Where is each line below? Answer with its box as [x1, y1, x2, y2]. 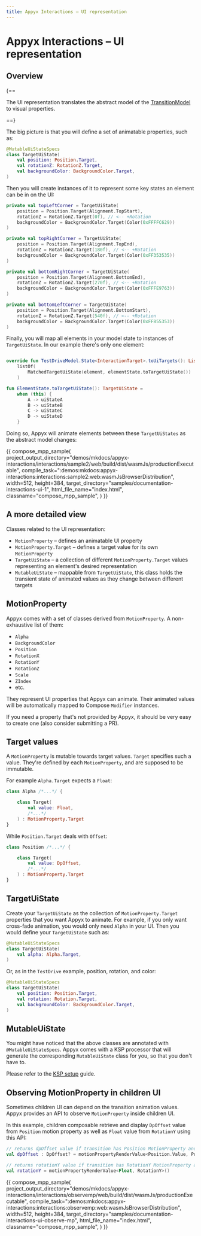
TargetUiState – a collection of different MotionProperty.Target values [14, 556, 188, 563]
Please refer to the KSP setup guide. [6, 1070, 96, 1077]
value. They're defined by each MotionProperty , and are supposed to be [6, 759, 184, 766]
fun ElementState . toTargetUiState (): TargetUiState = [6, 385, 144, 391]
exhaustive [6, 621, 33, 628]
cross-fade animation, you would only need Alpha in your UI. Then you [6, 922, 179, 930]
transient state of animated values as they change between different [14, 575, 184, 582]
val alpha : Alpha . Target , [17, 951, 82, 958]
